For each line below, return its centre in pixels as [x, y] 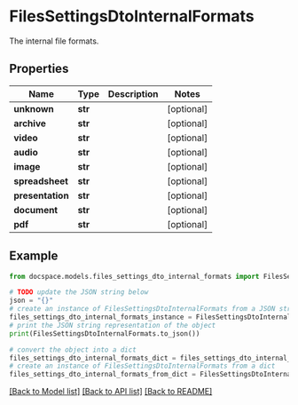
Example [34, 256]
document [36, 210]
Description [133, 93]
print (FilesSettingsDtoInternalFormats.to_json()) [105, 334]
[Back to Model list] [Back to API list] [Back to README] [111, 392]
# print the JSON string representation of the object [113, 325]
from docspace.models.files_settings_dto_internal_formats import [134, 276]
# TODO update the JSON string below [79, 292]
